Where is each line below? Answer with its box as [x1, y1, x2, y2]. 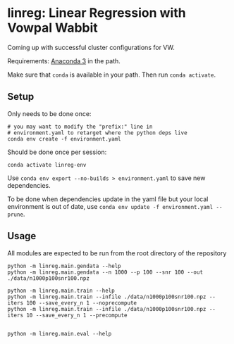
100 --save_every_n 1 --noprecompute [25, 299, 137, 307]
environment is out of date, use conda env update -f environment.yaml [7, 202, 214, 210]
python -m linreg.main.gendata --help [7, 262, 121, 269]
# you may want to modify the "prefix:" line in [7, 123, 153, 130]
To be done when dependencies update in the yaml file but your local [7, 195, 209, 203]
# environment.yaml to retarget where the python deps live [7, 129, 188, 136]
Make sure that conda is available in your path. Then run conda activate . [7, 70, 216, 79]
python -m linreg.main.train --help [7, 287, 115, 294]
